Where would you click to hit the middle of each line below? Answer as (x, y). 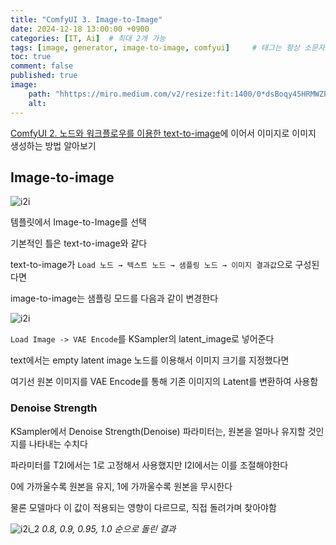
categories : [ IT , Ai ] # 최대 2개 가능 (88, 38)
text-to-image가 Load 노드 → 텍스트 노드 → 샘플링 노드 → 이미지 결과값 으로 (151, 265)
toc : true (31, 57)
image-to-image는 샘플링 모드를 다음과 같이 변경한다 (114, 298)
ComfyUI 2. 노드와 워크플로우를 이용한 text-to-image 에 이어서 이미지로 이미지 (163, 133)
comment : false (42, 66)
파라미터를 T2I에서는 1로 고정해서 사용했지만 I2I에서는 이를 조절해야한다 (149, 465)
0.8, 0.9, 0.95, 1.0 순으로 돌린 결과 (109, 528)
